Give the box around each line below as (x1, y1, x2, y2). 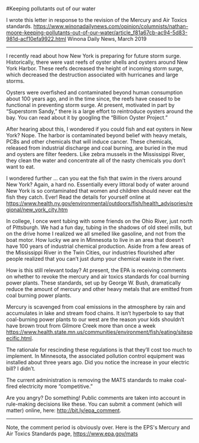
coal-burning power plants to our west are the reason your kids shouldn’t (6, 316, 185, 323)
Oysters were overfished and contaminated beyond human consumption (6, 89, 183, 96)
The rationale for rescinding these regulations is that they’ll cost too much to (6, 346, 192, 353)
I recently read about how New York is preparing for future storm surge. (6, 53, 181, 59)
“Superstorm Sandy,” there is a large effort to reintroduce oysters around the (6, 108, 193, 115)
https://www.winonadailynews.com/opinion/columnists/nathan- (33, 23, 188, 30)
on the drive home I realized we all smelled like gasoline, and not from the (6, 230, 186, 237)
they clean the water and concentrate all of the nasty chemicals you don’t (6, 157, 186, 164)
